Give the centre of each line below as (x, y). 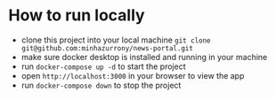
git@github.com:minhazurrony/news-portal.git (107, 48)
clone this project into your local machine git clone (116, 40)
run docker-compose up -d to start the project (103, 66)
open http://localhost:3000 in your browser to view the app (133, 75)
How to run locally (77, 15)
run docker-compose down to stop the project (101, 85)
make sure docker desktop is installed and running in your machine (144, 57)
